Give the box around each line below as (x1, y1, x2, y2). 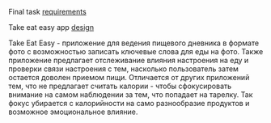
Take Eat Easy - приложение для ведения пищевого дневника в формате (8, 38, 260, 48)
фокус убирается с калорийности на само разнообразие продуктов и (8, 99, 250, 108)
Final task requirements (8, 7, 87, 16)
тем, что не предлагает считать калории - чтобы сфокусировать (8, 81, 232, 91)
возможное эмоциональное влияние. (8, 107, 138, 117)
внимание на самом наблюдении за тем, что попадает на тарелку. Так (8, 90, 253, 100)
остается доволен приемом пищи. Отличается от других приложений (8, 73, 250, 82)
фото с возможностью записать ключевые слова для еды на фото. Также (8, 47, 264, 56)
